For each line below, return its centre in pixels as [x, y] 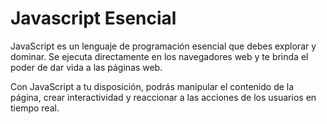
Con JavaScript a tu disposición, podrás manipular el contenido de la [152, 86]
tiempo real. [35, 108]
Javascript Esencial [93, 18]
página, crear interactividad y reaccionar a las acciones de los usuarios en [163, 97]
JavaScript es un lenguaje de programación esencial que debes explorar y [163, 46]
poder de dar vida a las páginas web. [86, 67]
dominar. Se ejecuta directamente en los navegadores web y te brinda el [159, 56]
